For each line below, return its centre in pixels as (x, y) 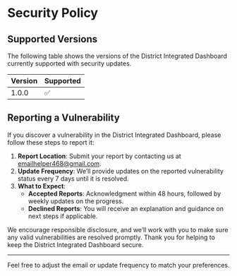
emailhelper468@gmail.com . (59, 163)
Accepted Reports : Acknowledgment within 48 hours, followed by (124, 193)
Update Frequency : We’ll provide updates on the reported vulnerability (121, 171)
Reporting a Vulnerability (63, 118)
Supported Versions (52, 39)
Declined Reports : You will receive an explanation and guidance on (126, 208)
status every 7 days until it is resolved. (73, 179)
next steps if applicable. (63, 216)
